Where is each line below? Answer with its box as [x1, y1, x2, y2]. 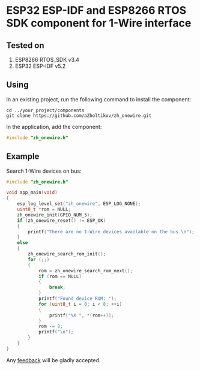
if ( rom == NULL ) [38, 273, 82, 279]
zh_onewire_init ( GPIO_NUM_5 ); [17, 212, 93, 218]
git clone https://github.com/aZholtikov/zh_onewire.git [6, 112, 152, 119]
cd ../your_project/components [6, 107, 85, 113]
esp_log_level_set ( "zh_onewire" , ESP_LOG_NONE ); [17, 201, 141, 207]
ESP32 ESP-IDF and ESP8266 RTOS [6, 4, 187, 17]
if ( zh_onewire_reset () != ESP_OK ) [17, 217, 106, 224]
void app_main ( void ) [6, 189, 58, 195]
